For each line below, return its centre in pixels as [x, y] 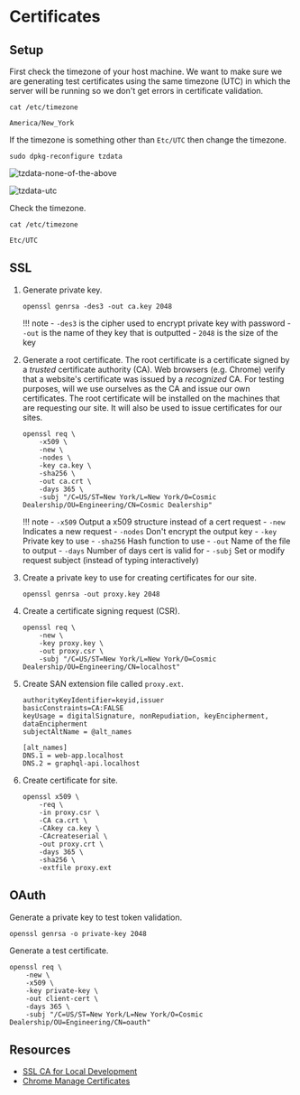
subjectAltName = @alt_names [77, 732]
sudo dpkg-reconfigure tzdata [66, 156]
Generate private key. [62, 290]
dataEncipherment [55, 724]
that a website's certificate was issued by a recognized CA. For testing [153, 379]
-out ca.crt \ [65, 481]
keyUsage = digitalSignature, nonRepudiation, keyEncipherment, [145, 716]
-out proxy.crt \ [71, 844]
